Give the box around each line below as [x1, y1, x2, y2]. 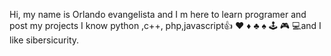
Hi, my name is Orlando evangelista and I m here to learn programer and [9, 9, 307, 20]
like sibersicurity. [9, 34, 80, 46]
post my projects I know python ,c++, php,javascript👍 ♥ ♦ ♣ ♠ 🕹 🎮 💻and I [9, 20, 322, 31]
